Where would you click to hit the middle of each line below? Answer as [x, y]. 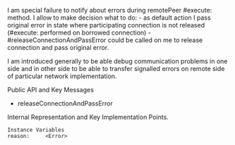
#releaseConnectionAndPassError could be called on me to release [105, 40]
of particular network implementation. [62, 76]
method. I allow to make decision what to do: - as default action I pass [109, 18]
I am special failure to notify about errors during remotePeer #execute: [110, 10]
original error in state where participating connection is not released [106, 25]
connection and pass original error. [58, 48]
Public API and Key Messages [50, 90]
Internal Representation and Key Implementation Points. [88, 117]
